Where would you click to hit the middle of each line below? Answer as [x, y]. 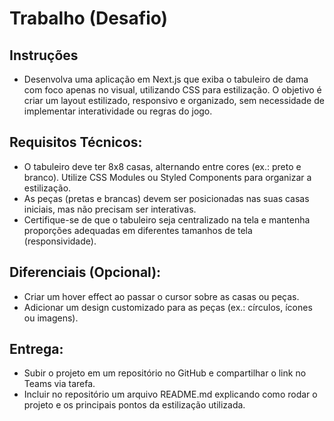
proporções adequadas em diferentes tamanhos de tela [138, 230]
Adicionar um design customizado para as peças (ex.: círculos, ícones [168, 307]
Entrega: [36, 349]
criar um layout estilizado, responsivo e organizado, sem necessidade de [174, 100]
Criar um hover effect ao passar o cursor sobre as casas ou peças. [161, 296]
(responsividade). [60, 241]
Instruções [44, 55]
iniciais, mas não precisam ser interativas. [110, 209]
